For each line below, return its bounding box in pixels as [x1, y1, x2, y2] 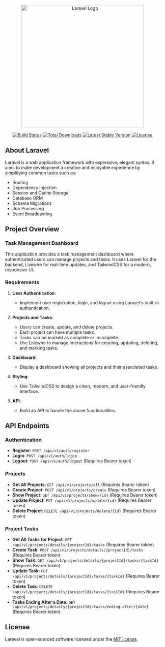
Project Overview [5, 225, 59, 233]
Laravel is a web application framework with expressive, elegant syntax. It [5, 159, 155, 165]
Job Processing [12, 205, 44, 211]
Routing [12, 179, 28, 185]
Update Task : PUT [12, 568, 48, 574]
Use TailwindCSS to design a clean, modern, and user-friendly [19, 383, 146, 389]
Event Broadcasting [12, 211, 53, 217]
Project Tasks [5, 525, 38, 532]
